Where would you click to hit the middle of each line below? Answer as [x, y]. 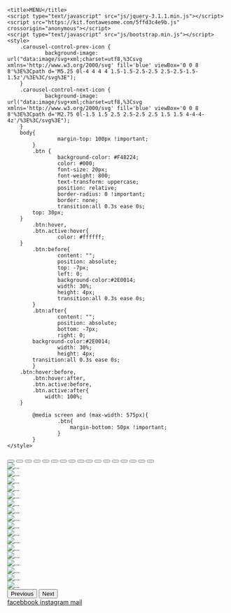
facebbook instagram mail [45, 602]
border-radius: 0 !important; [101, 194]
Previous [22, 594]
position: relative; [87, 188]
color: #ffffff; [81, 237]
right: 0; [71, 335]
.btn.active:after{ [61, 391]
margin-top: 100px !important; [103, 139]
